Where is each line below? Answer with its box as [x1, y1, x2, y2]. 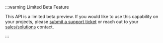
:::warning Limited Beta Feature [5, 4, 70, 10]
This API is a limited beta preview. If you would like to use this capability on [5, 14, 159, 19]
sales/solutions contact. [5, 24, 54, 30]
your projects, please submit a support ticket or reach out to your [5, 19, 139, 24]
